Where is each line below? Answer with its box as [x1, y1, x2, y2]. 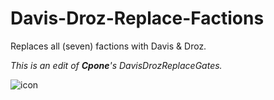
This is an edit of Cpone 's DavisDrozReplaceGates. [10, 59, 223, 71]
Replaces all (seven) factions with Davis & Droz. [10, 40, 207, 52]
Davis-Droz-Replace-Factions [10, 7, 265, 30]
